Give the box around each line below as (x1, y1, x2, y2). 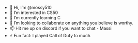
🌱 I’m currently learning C (9, 15, 61, 20)
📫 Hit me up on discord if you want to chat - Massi (9, 26, 112, 31)
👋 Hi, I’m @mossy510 (9, 5, 52, 10)
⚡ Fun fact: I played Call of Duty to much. (9, 33, 92, 38)
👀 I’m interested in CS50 (9, 10, 58, 15)
